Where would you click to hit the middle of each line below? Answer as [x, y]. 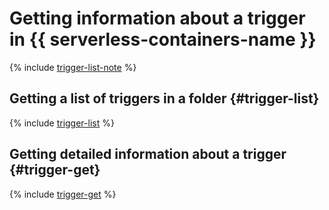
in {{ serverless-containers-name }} [163, 39]
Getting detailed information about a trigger [148, 154]
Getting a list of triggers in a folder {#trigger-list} [164, 98]
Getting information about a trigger [157, 18]
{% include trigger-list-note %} [73, 67]
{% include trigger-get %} [63, 194]
